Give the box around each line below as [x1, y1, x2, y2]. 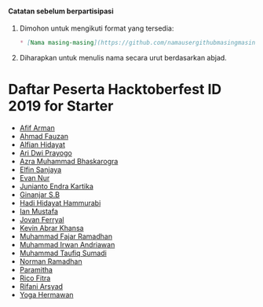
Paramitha [19, 265, 53, 275]
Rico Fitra [19, 273, 51, 283]
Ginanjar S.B [19, 190, 60, 199]
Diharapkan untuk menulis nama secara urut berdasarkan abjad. [19, 53, 228, 63]
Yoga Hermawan [19, 291, 74, 300]
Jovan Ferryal [19, 215, 64, 225]
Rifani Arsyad [19, 282, 64, 291]
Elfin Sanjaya [19, 165, 62, 174]
